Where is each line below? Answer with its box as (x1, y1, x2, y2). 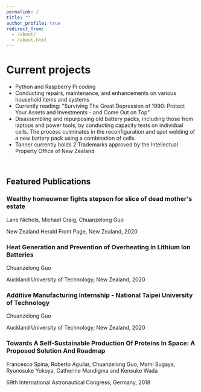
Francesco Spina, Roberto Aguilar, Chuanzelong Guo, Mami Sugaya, (6, 361, 176, 368)
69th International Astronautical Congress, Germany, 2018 (6, 379, 151, 386)
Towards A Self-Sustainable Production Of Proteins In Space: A (6, 339, 196, 348)
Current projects (6, 63, 91, 77)
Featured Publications (6, 177, 91, 187)
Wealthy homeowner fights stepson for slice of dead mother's (6, 195, 193, 203)
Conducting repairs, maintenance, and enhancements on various (14, 89, 177, 97)
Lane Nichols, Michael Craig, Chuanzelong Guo (6, 216, 124, 223)
